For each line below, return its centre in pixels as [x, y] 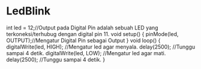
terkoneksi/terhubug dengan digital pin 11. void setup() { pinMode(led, [92, 34]
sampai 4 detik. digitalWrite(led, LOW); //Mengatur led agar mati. [86, 53]
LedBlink [28, 11]
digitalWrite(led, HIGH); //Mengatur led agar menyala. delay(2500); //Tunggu [101, 47]
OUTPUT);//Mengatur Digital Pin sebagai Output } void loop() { [83, 40]
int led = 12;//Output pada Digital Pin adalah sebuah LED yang [82, 28]
